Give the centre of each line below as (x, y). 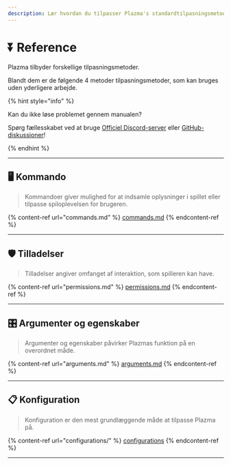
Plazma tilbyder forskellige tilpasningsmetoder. (74, 67)
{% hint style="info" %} (41, 101)
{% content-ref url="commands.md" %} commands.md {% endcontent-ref (113, 218)
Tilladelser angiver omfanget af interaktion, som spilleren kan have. (119, 274)
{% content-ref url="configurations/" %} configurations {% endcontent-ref (113, 440)
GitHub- (193, 127)
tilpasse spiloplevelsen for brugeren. (76, 204)
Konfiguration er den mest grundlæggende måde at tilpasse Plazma (120, 420)
